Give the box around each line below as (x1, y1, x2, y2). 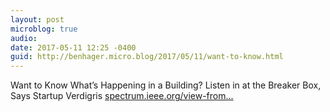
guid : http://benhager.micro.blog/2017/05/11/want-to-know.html (10, 52, 284, 62)
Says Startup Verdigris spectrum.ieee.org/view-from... (10, 90, 234, 102)
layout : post (10, 14, 65, 25)
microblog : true (10, 24, 78, 34)
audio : (10, 33, 38, 43)
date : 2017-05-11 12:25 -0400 (10, 42, 137, 53)
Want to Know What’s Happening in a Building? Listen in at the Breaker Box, (10, 79, 322, 91)
